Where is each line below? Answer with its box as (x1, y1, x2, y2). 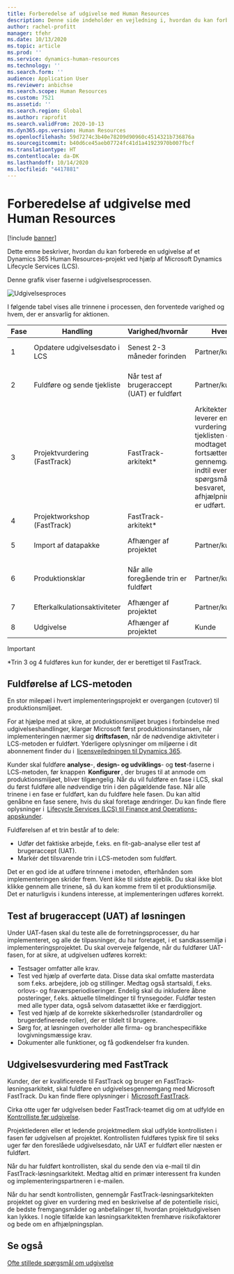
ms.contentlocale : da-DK (7, 153, 79, 160)
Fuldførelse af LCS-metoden (7, 677, 132, 690)
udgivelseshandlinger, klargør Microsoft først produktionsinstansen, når (7, 725, 212, 733)
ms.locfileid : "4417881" (7, 165, 79, 173)
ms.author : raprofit (7, 114, 68, 121)
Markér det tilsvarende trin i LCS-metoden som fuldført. (17, 854, 178, 863)
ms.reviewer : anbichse (7, 82, 73, 89)
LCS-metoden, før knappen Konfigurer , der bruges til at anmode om (7, 768, 206, 776)
